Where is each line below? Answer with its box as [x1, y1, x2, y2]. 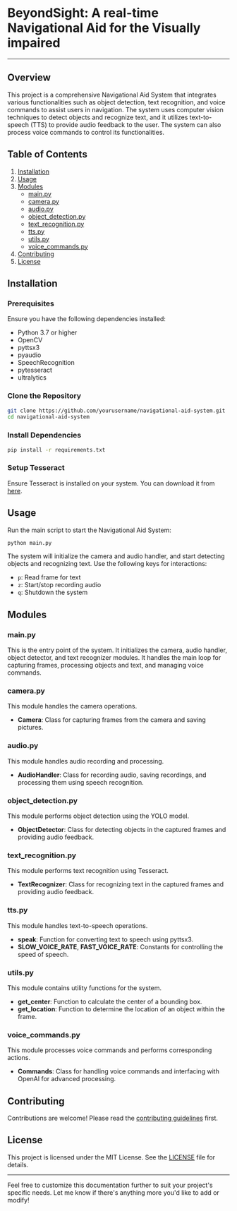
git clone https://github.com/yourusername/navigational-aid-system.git [7, 407, 226, 414]
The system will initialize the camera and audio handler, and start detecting [7, 552, 225, 560]
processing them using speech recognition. [17, 778, 145, 786]
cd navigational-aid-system [7, 414, 90, 421]
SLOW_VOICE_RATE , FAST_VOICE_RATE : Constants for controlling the [17, 942, 224, 951]
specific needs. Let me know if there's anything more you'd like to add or [7, 1188, 220, 1197]
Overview [7, 72, 51, 84]
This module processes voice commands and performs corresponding [7, 1046, 212, 1054]
